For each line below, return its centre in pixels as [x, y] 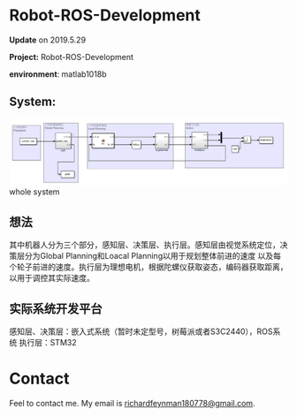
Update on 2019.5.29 [48, 40]
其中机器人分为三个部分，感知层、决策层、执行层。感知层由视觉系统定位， [145, 245]
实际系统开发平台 [56, 309]
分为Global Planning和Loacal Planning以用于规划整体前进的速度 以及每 [152, 256]
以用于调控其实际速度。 [52, 278]
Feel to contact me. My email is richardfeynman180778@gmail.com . [132, 403]
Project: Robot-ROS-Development [72, 57]
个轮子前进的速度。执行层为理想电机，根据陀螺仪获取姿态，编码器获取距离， [148, 267]
